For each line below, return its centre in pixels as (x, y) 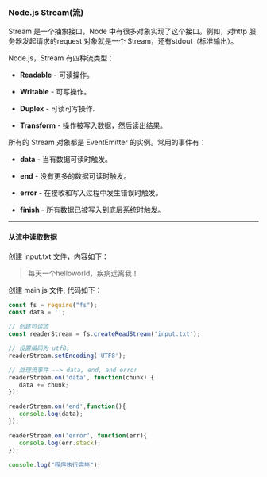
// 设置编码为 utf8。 (41, 348)
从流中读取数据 (33, 237)
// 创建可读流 (29, 327)
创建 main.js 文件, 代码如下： (55, 290)
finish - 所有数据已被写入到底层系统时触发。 (92, 210)
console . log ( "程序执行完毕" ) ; (54, 465)
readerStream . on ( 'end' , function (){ (67, 406)
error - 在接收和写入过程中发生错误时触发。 (91, 193)
